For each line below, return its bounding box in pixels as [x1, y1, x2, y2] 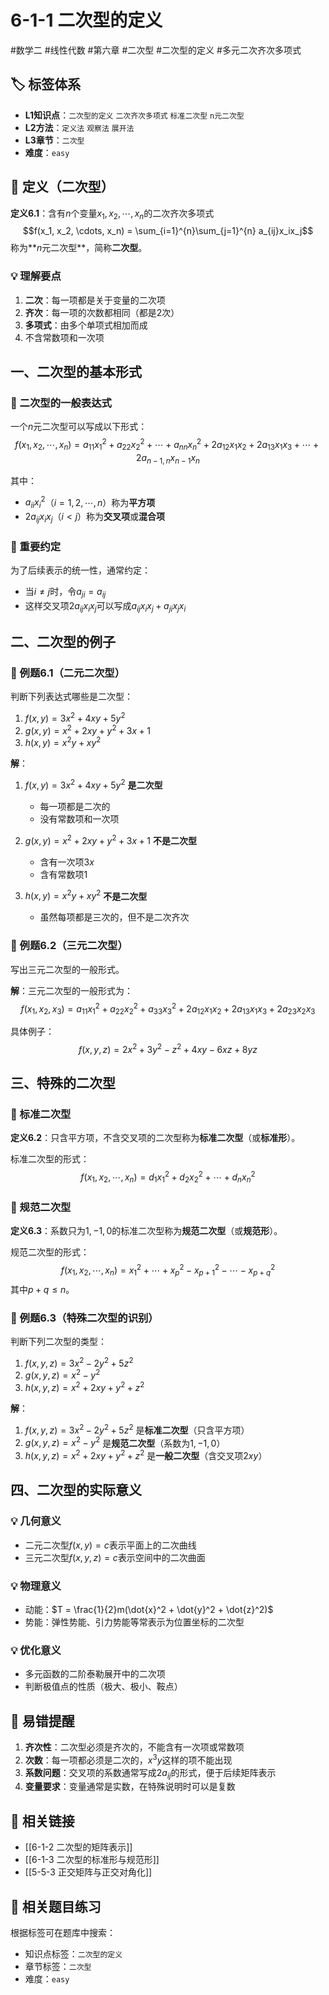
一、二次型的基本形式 [10, 364, 142, 381]
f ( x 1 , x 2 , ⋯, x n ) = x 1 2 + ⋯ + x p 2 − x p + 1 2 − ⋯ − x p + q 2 [60, 1262, 276, 1278]
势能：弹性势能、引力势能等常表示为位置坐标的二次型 [24, 1616, 245, 1628]
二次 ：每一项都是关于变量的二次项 [24, 294, 166, 306]
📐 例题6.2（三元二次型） [10, 939, 128, 953]
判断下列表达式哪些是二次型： [10, 691, 133, 703]
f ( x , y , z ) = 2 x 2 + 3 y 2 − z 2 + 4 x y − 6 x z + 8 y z [78, 1042, 258, 1055]
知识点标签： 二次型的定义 [24, 1948, 123, 1960]
